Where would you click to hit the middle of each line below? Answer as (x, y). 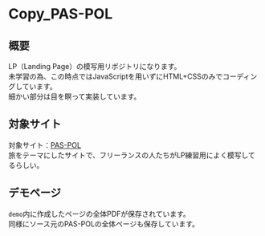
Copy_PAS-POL (61, 14)
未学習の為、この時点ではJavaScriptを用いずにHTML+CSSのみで (116, 76)
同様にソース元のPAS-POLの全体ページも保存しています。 (104, 224)
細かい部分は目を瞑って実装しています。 (75, 96)
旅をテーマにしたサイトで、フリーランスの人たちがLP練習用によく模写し (128, 155)
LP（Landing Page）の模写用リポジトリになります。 (95, 66)
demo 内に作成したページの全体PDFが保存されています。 (99, 214)
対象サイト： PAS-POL (45, 144)
